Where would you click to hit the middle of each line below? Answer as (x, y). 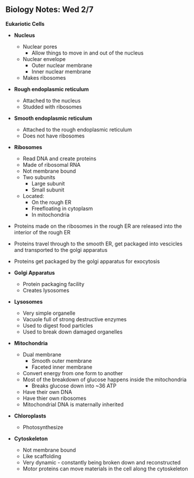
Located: (33, 196)
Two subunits (39, 177)
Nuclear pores (40, 46)
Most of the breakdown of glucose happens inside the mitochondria (105, 379)
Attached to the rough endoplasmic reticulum (77, 129)
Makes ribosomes (44, 78)
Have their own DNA (47, 392)
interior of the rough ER (42, 232)
